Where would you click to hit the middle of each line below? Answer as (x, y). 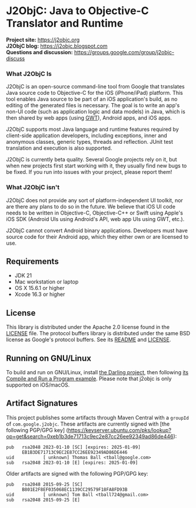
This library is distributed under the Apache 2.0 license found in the (88, 327)
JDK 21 (23, 276)
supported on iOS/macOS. (38, 385)
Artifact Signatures (42, 403)
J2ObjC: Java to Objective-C (77, 11)
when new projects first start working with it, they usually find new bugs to (97, 166)
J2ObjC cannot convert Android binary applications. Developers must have (97, 230)
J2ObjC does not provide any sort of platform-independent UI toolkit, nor (95, 200)
